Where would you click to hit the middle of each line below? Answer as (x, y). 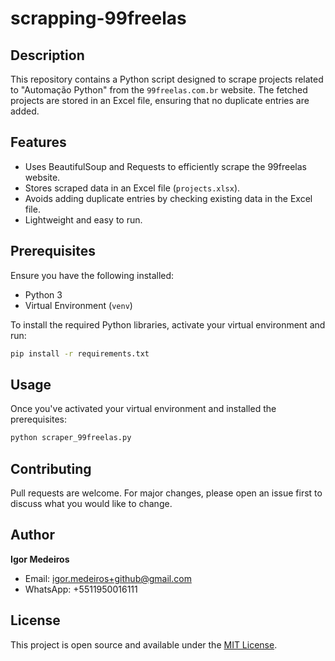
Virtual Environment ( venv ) (78, 305)
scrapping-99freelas (98, 18)
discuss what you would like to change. (91, 503)
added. (25, 111)
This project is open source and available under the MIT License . (144, 644)
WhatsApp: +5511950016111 (81, 589)
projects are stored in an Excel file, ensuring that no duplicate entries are (160, 100)
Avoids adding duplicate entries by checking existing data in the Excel (168, 198)
